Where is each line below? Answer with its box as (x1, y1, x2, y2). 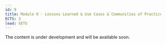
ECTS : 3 (5, 16, 21, 21)
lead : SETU (5, 21, 28, 26)
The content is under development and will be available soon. (5, 34, 130, 40)
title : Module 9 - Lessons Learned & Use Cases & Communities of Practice (5, 12, 163, 17)
